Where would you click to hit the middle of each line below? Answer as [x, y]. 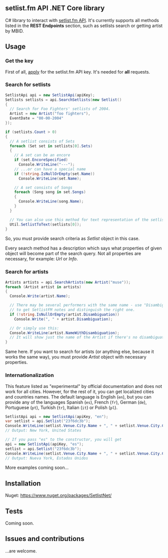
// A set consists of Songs [43, 187]
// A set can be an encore [42, 155]
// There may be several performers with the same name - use [76, 305]
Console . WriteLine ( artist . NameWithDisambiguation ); [65, 333]
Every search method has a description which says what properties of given [83, 248]
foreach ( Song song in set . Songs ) [50, 192]
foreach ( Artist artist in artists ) [43, 287]
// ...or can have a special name [50, 169]
